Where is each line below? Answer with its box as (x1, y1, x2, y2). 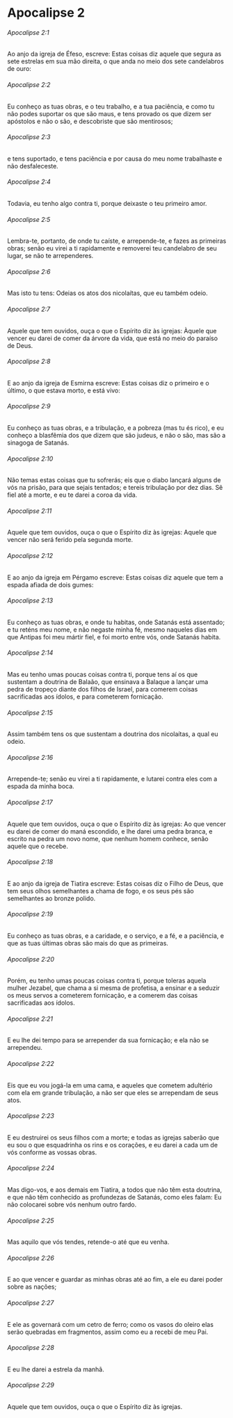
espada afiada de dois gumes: (7, 580, 94, 589)
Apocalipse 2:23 (7, 1112, 54, 1120)
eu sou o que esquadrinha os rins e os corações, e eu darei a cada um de (7, 1140, 218, 1149)
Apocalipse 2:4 (7, 177, 51, 186)
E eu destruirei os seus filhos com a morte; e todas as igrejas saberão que (7, 1133, 220, 1142)
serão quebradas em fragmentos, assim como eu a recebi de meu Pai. (7, 1328, 209, 1336)
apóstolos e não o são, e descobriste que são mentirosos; (7, 117, 173, 125)
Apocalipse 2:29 (7, 1381, 54, 1389)
